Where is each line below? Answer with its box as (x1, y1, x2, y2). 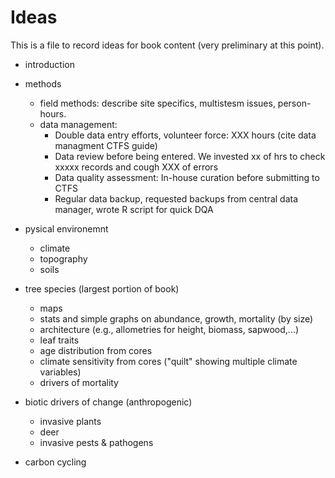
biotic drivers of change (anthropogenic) (24, 396, 193, 408)
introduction (24, 58, 75, 70)
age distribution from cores (39, 344, 153, 356)
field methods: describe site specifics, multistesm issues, (39, 97, 276, 109)
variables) (39, 366, 82, 378)
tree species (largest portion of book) (24, 282, 180, 295)
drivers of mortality (39, 376, 119, 388)
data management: (39, 118, 118, 130)
